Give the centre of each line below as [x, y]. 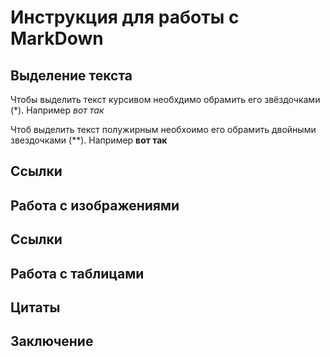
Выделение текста [71, 75]
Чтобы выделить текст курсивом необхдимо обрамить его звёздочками [165, 99]
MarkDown [57, 38]
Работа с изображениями [95, 205]
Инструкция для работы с [125, 17]
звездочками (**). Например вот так [89, 140]
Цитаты [35, 307]
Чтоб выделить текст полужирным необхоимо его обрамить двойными [163, 129]
